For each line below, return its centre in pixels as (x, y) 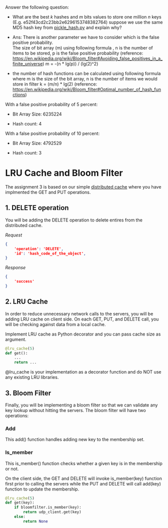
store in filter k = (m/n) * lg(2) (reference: (55, 84)
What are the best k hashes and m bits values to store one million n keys (87, 17)
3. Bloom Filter (28, 393)
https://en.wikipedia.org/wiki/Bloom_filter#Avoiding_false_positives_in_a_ (87, 58)
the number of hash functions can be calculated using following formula (86, 73)
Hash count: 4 (27, 124)
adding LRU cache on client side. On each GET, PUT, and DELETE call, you (82, 319)
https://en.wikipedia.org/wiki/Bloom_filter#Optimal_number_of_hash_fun (87, 89)
